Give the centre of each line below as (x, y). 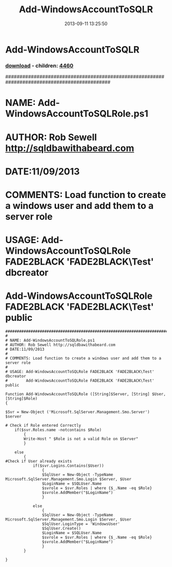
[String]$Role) (21, 399)
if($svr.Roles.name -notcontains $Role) (58, 430)
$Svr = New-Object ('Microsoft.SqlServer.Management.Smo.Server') (78, 412)
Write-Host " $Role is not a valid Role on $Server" (81, 439)
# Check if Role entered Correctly (43, 426)
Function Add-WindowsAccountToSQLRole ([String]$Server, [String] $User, (86, 394)
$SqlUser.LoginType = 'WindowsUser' (81, 524)
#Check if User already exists (39, 462)
